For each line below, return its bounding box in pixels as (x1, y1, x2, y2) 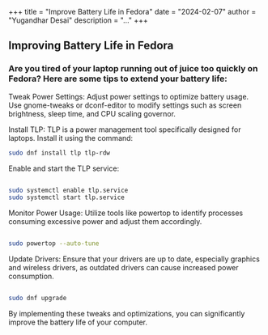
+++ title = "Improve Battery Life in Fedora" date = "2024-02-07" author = (8, 7, 257, 16)
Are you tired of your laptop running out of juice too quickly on (8, 63, 258, 74)
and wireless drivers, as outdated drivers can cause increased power (8, 263, 239, 273)
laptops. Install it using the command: (8, 133, 134, 142)
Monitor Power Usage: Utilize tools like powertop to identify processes (8, 208, 244, 218)
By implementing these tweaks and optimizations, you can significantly (8, 309, 245, 319)
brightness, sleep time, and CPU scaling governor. (8, 108, 177, 118)
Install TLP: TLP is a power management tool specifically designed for (8, 125, 241, 134)
